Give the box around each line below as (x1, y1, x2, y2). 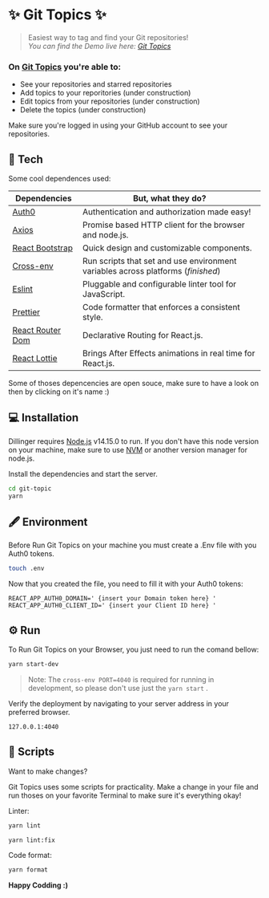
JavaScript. (82, 289, 126, 300)
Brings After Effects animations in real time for (82, 347, 255, 359)
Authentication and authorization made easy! (82, 206, 251, 217)
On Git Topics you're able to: (8, 61, 122, 72)
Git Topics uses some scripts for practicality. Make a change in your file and (8, 782, 259, 791)
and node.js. (82, 230, 129, 241)
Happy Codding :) (8, 880, 68, 890)
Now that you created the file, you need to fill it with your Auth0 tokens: (8, 579, 243, 589)
